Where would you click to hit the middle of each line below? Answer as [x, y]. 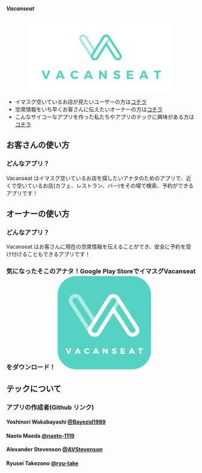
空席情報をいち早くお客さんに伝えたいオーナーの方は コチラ [89, 109]
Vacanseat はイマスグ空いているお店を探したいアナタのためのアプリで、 [96, 178]
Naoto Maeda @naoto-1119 [41, 436]
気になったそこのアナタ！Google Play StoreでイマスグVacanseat [101, 271]
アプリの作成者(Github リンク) [50, 407]
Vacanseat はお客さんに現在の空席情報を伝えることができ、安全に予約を [96, 247]
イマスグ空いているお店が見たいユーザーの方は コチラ [81, 102]
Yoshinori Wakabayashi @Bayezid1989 [56, 422]
